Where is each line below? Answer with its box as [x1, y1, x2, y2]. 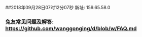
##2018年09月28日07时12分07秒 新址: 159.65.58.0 [5, 5, 111, 10]
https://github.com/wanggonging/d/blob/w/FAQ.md [5, 25, 137, 32]
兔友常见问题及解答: [5, 18, 54, 25]
